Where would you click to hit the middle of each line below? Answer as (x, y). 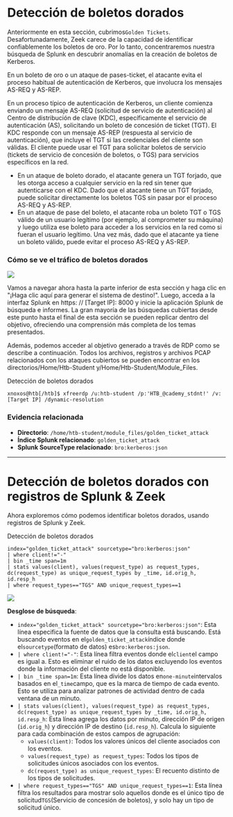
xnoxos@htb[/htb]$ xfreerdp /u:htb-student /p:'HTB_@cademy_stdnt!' (108, 394)
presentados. (26, 332)
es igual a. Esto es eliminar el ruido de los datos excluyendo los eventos (120, 662)
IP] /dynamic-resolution (68, 400)
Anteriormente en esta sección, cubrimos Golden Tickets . (89, 32)
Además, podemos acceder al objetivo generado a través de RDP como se (113, 345)
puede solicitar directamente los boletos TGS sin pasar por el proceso (117, 197)
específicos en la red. (38, 162)
